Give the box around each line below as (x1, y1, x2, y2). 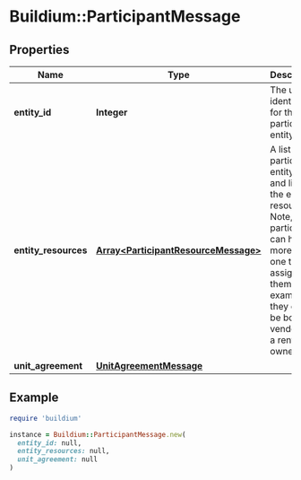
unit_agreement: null (17, 455, 99, 464)
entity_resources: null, (17, 447, 110, 456)
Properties (9, 42, 70, 57)
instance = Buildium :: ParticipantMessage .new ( (9, 430, 186, 439)
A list (270, 144, 291, 155)
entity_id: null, (17, 438, 82, 448)
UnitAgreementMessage (95, 360, 203, 371)
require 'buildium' (9, 414, 82, 423)
